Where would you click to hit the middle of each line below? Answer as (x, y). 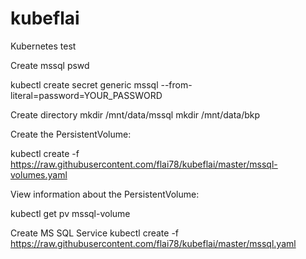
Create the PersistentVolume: (71, 134)
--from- (176, 84)
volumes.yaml (39, 174)
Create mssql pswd (50, 65)
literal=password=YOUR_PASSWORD (86, 95)
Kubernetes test (43, 46)
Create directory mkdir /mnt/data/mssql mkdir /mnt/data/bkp (135, 114)
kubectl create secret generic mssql (84, 84)
